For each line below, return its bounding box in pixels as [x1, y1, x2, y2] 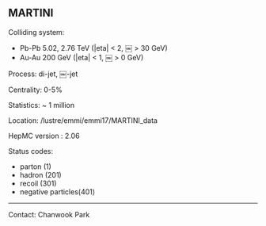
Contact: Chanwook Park [8, 209, 90, 219]
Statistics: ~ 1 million [8, 100, 75, 109]
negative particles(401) [19, 186, 96, 197]
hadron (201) [19, 170, 62, 179]
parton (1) [19, 162, 51, 171]
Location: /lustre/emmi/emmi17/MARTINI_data [8, 115, 158, 125]
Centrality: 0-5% [8, 85, 63, 94]
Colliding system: [8, 27, 65, 36]
